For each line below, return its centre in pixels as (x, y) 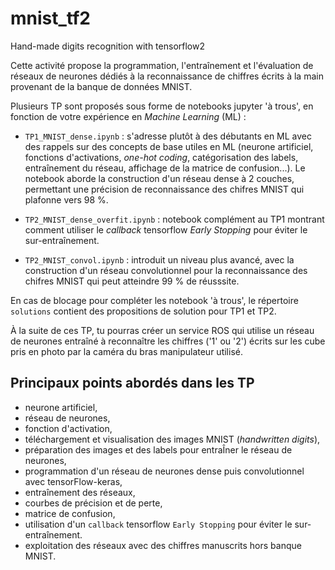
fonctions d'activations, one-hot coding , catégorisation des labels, (161, 157)
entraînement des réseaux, (80, 492)
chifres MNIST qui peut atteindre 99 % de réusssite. (132, 281)
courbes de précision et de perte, (93, 503)
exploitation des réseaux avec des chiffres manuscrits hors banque (163, 545)
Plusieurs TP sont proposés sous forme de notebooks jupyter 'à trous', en (162, 106)
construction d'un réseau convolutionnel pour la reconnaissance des (166, 270)
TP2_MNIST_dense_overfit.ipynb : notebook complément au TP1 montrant (174, 219)
